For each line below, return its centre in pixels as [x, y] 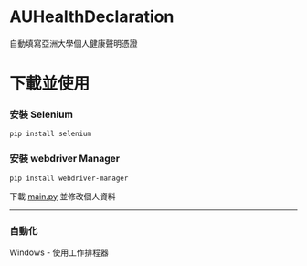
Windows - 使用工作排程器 [59, 252]
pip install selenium [51, 134]
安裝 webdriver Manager [65, 159]
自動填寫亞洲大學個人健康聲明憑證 [74, 43]
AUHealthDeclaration [92, 17]
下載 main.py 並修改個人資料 [63, 196]
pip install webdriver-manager [69, 178]
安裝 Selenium [41, 114]
